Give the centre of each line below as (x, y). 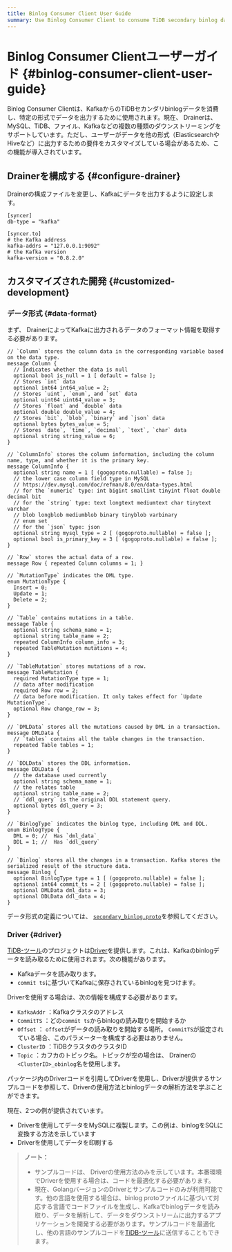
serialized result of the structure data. (69, 866)
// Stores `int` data (45, 381)
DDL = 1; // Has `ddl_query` (57, 842)
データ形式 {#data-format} (52, 314)
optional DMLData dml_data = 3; (60, 890)
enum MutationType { (37, 581)
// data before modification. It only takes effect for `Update (108, 696)
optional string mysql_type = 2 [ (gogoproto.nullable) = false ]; (113, 533)
